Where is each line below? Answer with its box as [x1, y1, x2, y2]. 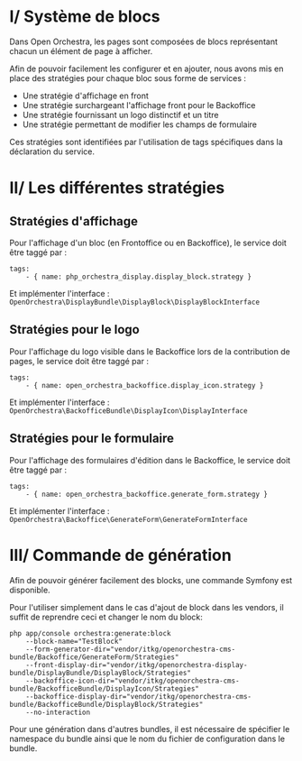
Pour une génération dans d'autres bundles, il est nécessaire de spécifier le [9, 723, 290, 734]
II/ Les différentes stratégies [9, 178, 225, 198]
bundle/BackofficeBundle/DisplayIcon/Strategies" [9, 683, 200, 693]
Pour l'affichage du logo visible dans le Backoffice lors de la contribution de [9, 345, 290, 357]
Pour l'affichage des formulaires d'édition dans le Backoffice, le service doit [9, 454, 291, 465]
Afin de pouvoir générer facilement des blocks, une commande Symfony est [9, 574, 293, 585]
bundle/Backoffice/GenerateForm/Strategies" [9, 652, 179, 662]
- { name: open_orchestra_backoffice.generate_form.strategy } [25, 490, 269, 499]
